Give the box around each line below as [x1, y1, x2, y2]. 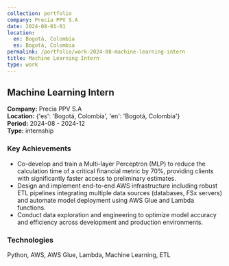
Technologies [7, 235, 53, 245]
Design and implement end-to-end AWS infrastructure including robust [16, 181, 218, 190]
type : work [7, 61, 38, 68]
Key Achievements [7, 144, 71, 153]
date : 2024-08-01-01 [7, 23, 67, 30]
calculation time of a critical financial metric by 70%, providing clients [16, 166, 214, 175]
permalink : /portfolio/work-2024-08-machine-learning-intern [7, 49, 186, 56]
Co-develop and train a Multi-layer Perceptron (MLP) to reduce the [16, 159, 206, 168]
